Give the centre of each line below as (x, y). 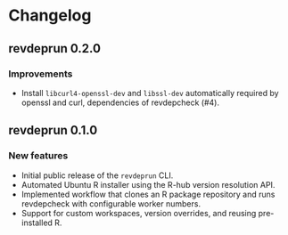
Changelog (50, 16)
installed (37, 223)
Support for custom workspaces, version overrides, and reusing (139, 213)
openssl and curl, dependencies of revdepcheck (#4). (120, 102)
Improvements (41, 74)
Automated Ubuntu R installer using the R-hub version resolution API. (148, 184)
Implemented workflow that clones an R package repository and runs (148, 194)
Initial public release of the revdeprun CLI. (97, 175)
